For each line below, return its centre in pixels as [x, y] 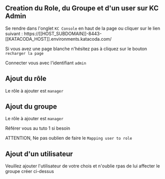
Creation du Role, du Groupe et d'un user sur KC [82, 8]
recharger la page [24, 53]
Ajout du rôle [26, 79]
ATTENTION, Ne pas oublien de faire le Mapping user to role [69, 138]
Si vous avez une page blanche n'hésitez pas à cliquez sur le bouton [76, 49]
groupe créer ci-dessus [30, 171]
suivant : [14, 33]
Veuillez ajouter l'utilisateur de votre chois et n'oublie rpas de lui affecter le [82, 166]
